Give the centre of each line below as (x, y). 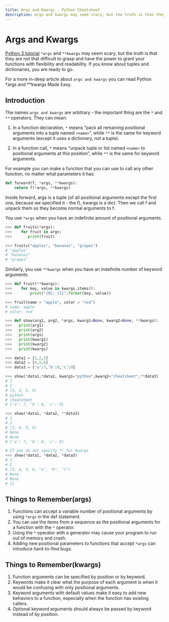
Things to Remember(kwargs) (53, 565)
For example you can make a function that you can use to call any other (79, 169)
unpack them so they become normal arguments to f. (60, 208)
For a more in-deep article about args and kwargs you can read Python (78, 79)
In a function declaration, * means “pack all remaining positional (79, 128)
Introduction (25, 100)
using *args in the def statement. (47, 517)
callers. (20, 603)
